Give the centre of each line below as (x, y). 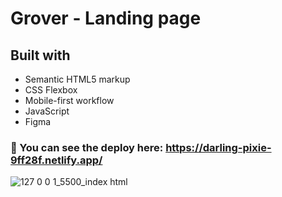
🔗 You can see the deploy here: (87, 147)
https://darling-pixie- (218, 147)
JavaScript (47, 111)
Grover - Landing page (106, 18)
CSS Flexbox (51, 90)
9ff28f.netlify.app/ (56, 160)
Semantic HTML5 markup (77, 79)
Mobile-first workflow (69, 100)
